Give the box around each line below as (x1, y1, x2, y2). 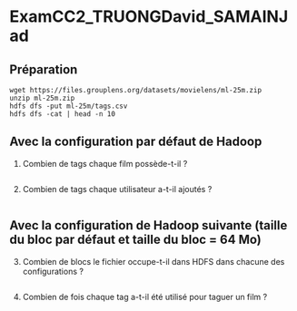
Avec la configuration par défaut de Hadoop (9, 134, 262, 150)
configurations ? (22, 266, 84, 277)
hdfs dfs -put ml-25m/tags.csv (9, 102, 128, 111)
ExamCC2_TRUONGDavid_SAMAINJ (9, 6, 289, 27)
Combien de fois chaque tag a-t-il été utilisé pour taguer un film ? (22, 291, 268, 302)
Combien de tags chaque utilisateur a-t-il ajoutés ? (22, 183, 213, 194)
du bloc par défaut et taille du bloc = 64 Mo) (9, 232, 262, 248)
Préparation (9, 62, 78, 77)
